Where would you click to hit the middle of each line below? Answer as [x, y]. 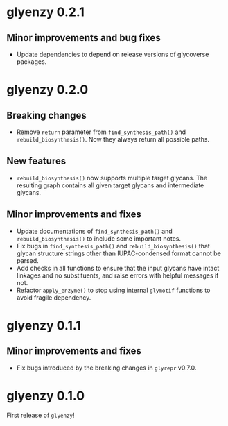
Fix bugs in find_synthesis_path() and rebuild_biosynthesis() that [113, 246]
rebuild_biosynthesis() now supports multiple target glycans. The [112, 178]
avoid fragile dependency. [54, 297]
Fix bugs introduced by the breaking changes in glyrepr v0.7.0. [106, 368]
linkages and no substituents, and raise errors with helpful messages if [117, 275]
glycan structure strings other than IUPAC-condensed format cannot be [119, 253]
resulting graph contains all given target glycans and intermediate [110, 185]
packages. [32, 62]
